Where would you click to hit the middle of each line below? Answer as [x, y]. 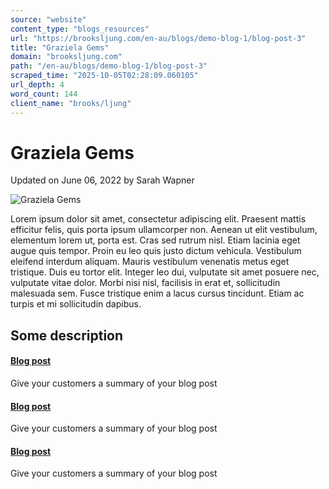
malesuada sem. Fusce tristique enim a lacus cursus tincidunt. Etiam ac [157, 293]
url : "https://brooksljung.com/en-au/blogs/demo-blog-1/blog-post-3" [158, 38]
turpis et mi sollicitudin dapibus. [76, 304]
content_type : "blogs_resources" [80, 29]
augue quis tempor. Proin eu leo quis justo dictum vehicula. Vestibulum [156, 251]
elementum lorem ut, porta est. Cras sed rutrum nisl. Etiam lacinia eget [155, 240]
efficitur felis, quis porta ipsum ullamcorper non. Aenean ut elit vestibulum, [164, 230]
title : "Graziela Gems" [60, 47]
